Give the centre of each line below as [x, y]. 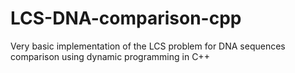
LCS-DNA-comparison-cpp [126, 18]
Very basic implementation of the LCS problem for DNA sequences [148, 46]
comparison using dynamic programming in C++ [110, 56]
